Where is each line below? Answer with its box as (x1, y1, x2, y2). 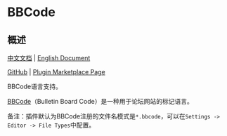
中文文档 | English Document (7, 54, 91, 62)
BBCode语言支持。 (7, 82, 62, 90)
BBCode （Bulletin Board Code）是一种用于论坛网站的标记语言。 (7, 97, 193, 105)
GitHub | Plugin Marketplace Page (7, 68, 105, 76)
